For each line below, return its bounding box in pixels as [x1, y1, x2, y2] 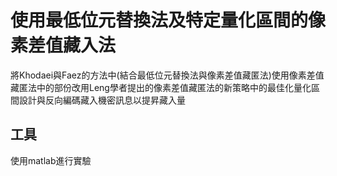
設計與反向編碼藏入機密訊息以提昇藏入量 [18, 94, 186, 106]
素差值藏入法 [10, 34, 117, 57]
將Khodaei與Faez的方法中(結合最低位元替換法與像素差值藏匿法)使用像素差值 [10, 69, 325, 81]
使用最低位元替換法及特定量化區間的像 [10, 9, 327, 32]
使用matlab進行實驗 [10, 154, 92, 166]
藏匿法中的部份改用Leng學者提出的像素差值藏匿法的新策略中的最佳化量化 [10, 81, 312, 93]
